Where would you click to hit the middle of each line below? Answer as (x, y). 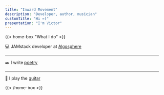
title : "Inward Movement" (31, 9)
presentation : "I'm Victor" (34, 23)
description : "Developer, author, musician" (51, 14)
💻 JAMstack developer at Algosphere (43, 47)
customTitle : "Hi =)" (27, 18)
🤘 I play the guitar (23, 79)
